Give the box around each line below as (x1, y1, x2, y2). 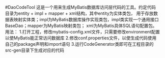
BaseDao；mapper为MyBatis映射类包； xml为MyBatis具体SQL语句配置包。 (5, 23, 157, 29)
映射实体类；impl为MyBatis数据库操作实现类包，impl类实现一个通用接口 (13, 17, 159, 22)
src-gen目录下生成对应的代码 (5, 47, 64, 53)
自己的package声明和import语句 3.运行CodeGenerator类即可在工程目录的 (5, 41, 154, 47)
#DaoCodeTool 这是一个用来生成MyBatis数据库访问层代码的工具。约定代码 (5, 4, 156, 10)
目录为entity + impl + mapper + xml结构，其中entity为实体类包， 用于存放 (5, 10, 154, 16)
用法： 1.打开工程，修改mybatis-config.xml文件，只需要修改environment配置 (5, 29, 160, 34)
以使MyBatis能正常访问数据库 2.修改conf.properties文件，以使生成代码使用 (5, 35, 157, 41)
